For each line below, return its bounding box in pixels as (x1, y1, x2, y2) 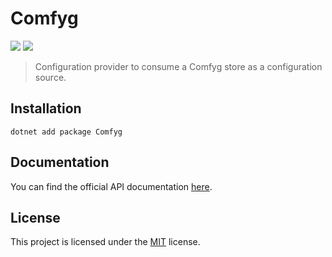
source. (34, 71, 67, 83)
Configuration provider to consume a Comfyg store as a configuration (34, 60, 323, 72)
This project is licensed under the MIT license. (10, 236, 201, 248)
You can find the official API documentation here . (10, 180, 213, 192)
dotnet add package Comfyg (10, 127, 123, 137)
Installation (10, 100, 82, 117)
